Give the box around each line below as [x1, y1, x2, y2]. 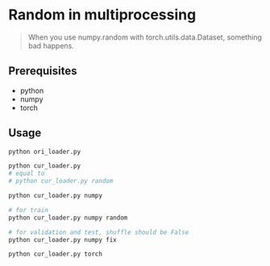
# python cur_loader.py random [8, 177, 114, 185]
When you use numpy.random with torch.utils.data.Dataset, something [27, 32, 262, 42]
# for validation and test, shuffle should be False [8, 228, 189, 236]
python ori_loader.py [8, 148, 81, 156]
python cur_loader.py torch [8, 250, 103, 259]
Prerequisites [8, 64, 77, 78]
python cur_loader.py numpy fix [8, 235, 117, 243]
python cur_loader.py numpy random [8, 214, 128, 222]
